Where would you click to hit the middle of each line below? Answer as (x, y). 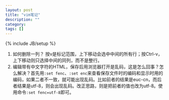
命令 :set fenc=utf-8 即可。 (46, 92)
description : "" (22, 19)
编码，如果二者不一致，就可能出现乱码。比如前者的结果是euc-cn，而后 (87, 80)
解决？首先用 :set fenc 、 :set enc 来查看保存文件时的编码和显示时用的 (90, 73)
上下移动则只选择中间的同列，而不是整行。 (57, 60)
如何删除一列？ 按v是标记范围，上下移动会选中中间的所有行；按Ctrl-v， (88, 54)
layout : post (19, 10)
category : (16, 24)
